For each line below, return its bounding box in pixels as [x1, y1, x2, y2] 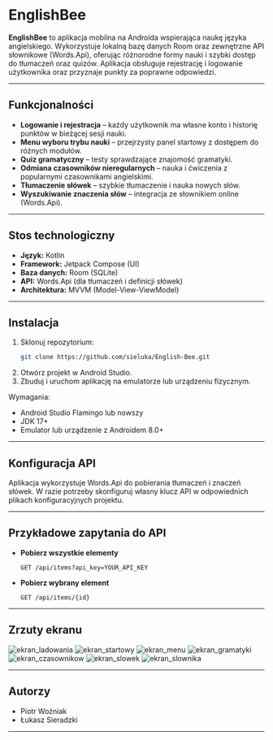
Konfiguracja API [8, 457, 96, 470]
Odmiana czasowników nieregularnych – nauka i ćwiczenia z [19, 162, 228, 172]
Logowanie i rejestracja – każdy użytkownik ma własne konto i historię [19, 119, 258, 129]
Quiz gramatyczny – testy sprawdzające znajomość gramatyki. [19, 154, 233, 164]
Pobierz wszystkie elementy [19, 547, 119, 557]
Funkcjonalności [8, 98, 94, 112]
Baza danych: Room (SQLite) [19, 267, 119, 277]
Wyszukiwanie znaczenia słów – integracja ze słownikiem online [19, 188, 240, 198]
